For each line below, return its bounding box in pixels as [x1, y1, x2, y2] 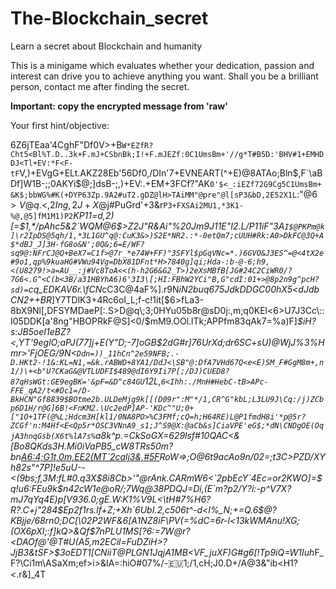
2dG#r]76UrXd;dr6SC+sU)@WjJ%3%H [161, 336, 325, 348]
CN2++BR [10, 293, 53, 306]
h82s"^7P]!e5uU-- [10, 461, 86, 473]
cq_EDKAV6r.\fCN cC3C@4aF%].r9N [28, 283, 180, 295]
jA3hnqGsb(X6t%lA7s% [10, 431, 97, 441]
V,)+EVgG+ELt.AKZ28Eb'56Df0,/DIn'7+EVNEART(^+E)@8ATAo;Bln [19, 167, 293, 179]
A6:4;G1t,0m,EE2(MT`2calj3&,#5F [20, 450, 160, 462]
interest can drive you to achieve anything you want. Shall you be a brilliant [10, 70, 319, 82]
